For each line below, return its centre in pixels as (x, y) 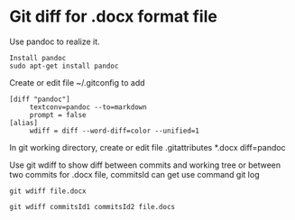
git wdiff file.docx (48, 191)
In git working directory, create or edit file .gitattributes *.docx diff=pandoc (147, 147)
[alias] (24, 123)
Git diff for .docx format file (114, 17)
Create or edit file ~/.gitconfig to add (78, 82)
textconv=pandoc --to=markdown (88, 107)
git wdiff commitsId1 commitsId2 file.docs (92, 206)
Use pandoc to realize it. (55, 41)
